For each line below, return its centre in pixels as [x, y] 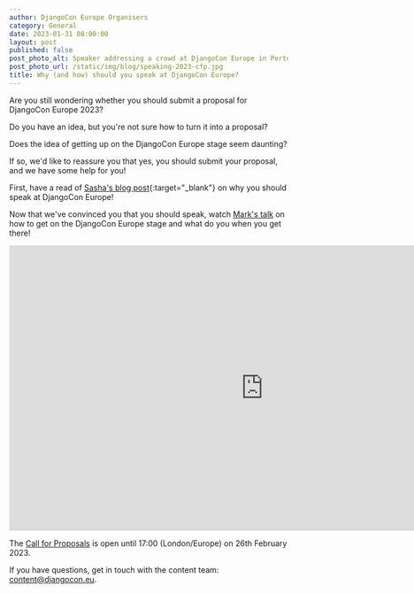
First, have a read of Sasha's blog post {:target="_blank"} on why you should [148, 188]
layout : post [33, 42]
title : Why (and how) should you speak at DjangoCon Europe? [124, 75]
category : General [43, 26]
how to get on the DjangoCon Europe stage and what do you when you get [145, 223]
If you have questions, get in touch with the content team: [114, 570]
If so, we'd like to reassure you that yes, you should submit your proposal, [144, 161]
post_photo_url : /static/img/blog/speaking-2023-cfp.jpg [116, 67]
